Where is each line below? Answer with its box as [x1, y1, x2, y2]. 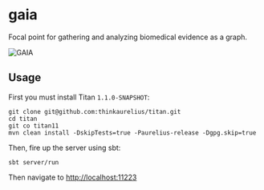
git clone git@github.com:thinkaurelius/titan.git [8, 107, 181, 115]
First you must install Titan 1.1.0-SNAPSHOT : [8, 92, 150, 102]
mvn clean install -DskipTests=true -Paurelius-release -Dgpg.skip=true [8, 128, 257, 137]
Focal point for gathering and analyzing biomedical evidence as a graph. [8, 32, 247, 42]
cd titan [8, 115, 38, 123]
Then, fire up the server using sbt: [8, 143, 121, 152]
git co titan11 [8, 122, 59, 130]
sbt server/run [8, 158, 59, 166]
